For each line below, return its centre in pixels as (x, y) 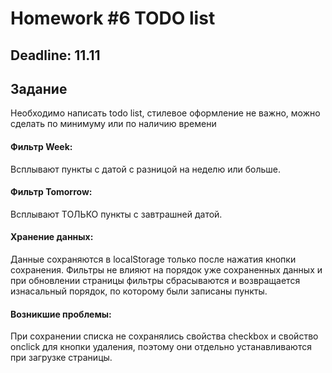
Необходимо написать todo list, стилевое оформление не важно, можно (165, 113)
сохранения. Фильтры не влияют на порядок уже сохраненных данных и (166, 270)
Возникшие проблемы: (61, 314)
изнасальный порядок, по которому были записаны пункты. (139, 291)
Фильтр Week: (41, 146)
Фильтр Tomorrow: (51, 192)
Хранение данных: (52, 237)
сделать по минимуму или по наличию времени (113, 124)
